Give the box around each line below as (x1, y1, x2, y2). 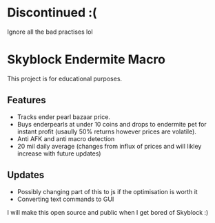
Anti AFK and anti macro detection (17, 134, 115, 142)
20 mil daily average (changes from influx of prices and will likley (17, 142, 202, 150)
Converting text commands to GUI (17, 195, 114, 203)
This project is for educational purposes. (7, 74, 123, 83)
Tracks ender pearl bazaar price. (17, 112, 110, 121)
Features (7, 94, 46, 106)
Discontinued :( (7, 5, 98, 21)
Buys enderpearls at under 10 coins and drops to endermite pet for (17, 120, 207, 128)
